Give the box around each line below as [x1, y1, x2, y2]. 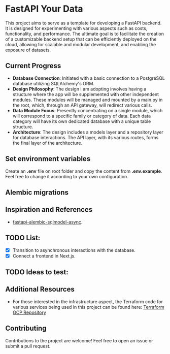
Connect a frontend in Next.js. [12, 252, 76, 259]
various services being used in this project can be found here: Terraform [12, 304, 164, 310]
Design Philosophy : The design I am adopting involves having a [12, 86, 147, 92]
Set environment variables [5, 154, 91, 163]
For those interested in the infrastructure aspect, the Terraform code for [12, 298, 163, 305]
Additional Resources [5, 285, 75, 294]
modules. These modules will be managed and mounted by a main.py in [12, 96, 163, 103]
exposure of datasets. [5, 47, 51, 53]
